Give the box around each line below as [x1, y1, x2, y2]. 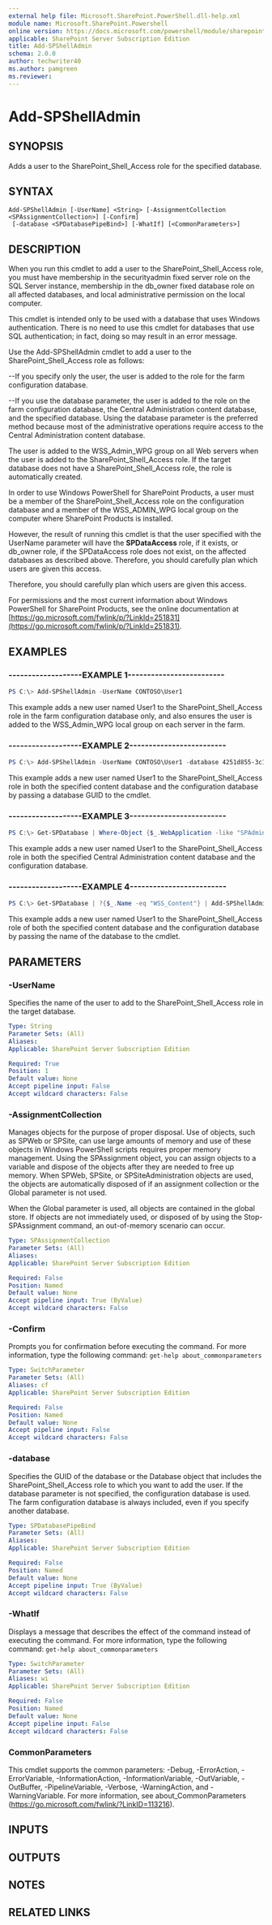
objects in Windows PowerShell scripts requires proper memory [8, 1144, 221, 1154]
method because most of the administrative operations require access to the [8, 422, 264, 431]
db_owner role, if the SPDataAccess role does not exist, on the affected [8, 547, 247, 556]
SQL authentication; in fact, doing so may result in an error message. [8, 331, 238, 341]
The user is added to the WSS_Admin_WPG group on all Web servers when [8, 446, 259, 456]
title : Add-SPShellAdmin [8, 42, 92, 50]
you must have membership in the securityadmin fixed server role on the [8, 273, 251, 283]
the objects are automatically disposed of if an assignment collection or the [8, 1179, 260, 1189]
